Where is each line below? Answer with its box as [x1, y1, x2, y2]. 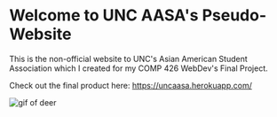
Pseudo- [202, 5, 267, 26]
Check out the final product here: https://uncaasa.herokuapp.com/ [9, 80, 253, 90]
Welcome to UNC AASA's [9, 5, 199, 26]
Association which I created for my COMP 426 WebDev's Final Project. [9, 63, 268, 74]
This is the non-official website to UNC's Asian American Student [9, 53, 249, 64]
